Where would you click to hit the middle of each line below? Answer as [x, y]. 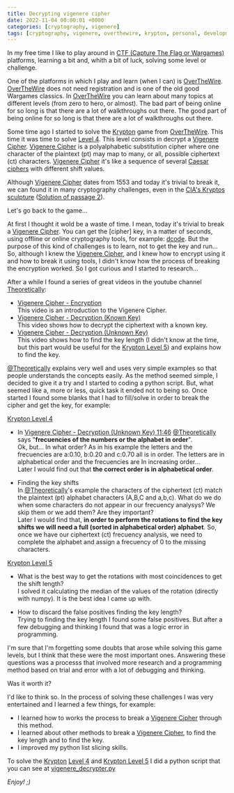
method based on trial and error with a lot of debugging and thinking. [106, 670]
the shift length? [40, 584]
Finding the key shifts [48, 483]
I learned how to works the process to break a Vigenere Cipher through [119, 718]
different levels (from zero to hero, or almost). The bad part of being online [114, 103]
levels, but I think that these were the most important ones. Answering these [117, 655]
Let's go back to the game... [47, 210]
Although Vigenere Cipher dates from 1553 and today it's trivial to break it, [114, 183]
